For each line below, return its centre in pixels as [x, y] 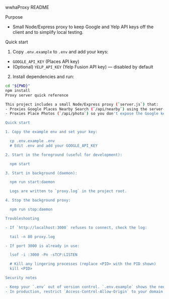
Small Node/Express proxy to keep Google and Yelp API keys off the [83, 27]
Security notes [21, 278]
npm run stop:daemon [31, 209]
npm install [18, 90]
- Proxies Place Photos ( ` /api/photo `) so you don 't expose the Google [82, 114]
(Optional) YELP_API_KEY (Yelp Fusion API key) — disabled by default [83, 67]
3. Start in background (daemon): [41, 173]
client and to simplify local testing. [48, 32]
